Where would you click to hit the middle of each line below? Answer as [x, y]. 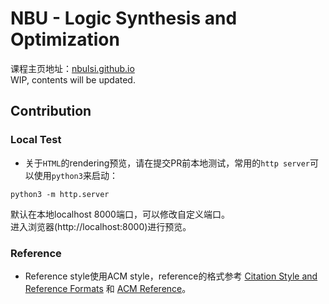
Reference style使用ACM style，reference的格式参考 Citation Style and [171, 276]
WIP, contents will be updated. [73, 79]
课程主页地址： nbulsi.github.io [72, 68]
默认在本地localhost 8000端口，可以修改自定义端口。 [120, 214]
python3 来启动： [84, 175]
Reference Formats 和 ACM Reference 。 [108, 288]
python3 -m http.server [60, 194]
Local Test [36, 140]
